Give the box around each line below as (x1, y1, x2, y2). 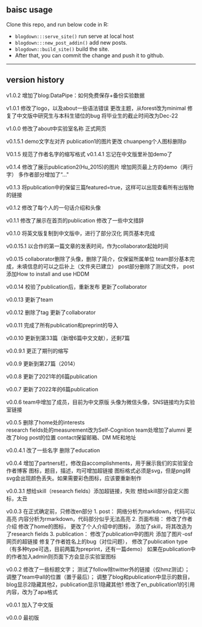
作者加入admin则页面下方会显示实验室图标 (11, 553, 117, 560)
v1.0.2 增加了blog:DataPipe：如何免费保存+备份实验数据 (6, 92, 145, 99)
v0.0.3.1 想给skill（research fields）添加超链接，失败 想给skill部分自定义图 (6, 487, 189, 494)
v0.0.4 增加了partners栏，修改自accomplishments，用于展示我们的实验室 (6, 459, 188, 467)
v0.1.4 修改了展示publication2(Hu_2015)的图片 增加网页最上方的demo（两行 (6, 163, 194, 171)
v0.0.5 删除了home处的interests (6, 418, 85, 426)
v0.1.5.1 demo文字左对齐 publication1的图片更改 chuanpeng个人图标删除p (6, 137, 187, 145)
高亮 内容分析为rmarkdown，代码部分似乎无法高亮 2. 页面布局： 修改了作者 (6, 515, 193, 522)
